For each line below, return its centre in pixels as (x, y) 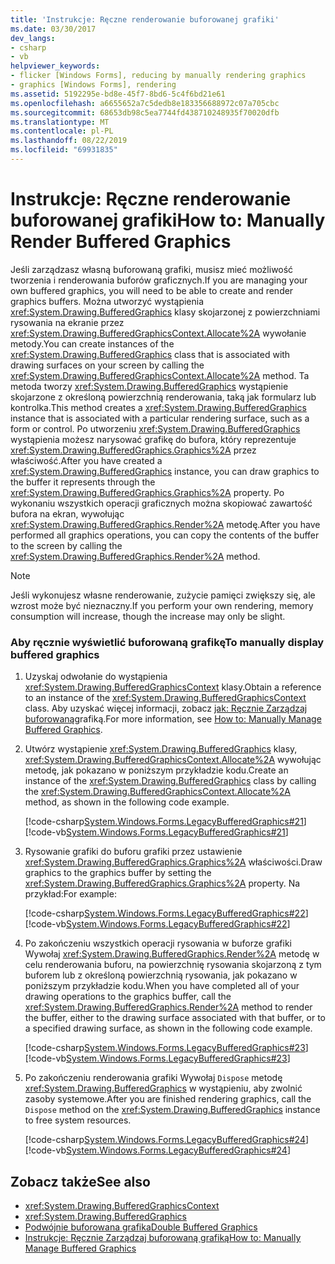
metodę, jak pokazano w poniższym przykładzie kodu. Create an (156, 770)
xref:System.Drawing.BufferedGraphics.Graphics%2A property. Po (147, 492)
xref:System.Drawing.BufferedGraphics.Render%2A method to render (168, 1007)
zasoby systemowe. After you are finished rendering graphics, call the (168, 1099)
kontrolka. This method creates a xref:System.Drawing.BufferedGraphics (158, 407)
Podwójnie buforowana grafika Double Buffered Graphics (141, 1227)
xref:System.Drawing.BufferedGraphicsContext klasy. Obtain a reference (173, 687)
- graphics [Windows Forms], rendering (93, 85)
